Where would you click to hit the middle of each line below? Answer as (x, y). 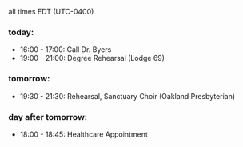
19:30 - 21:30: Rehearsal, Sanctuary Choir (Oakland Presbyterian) (127, 96)
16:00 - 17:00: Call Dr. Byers (66, 50)
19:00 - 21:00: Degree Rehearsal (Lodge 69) (92, 58)
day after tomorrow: (48, 117)
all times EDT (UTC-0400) (51, 12)
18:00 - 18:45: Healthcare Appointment (84, 134)
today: (21, 32)
